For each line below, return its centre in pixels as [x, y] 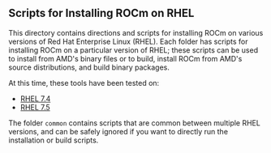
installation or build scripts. [54, 140]
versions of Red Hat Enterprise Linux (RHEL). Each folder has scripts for [129, 41]
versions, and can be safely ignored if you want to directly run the [118, 131]
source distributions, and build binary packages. [89, 67]
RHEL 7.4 [35, 98]
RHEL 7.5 [35, 107]
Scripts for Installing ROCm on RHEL [101, 13]
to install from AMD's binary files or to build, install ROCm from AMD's [125, 58]
